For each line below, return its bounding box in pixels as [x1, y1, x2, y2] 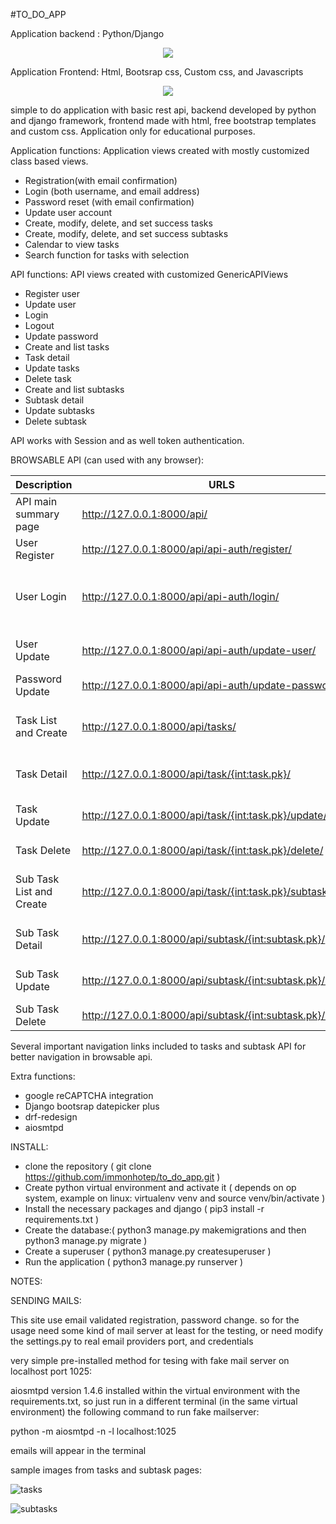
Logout [24, 320, 55, 331]
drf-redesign [24, 1111, 78, 1123]
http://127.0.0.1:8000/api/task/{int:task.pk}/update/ [81, 809, 328, 822]
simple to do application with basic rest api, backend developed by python [10, 104, 317, 116]
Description [15, 478, 73, 491]
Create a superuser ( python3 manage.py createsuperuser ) [24, 1245, 272, 1257]
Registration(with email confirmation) [24, 175, 178, 186]
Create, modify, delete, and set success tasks [24, 217, 213, 229]
